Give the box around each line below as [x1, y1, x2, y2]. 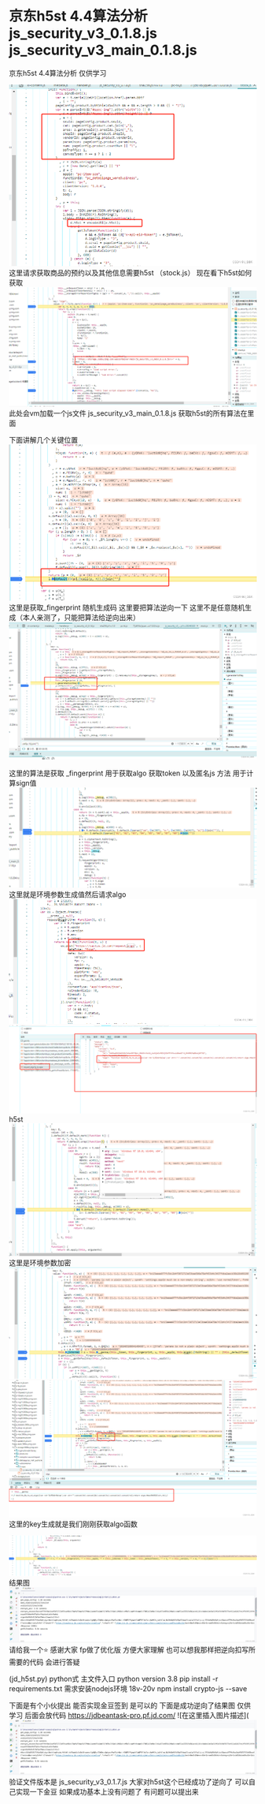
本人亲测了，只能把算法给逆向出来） [22, 613, 140, 622]
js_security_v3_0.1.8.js [9, 24, 158, 43]
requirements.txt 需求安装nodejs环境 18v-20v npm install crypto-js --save [9, 1683, 248, 1693]
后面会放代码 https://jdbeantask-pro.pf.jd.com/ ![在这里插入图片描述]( [24, 1710, 249, 1720]
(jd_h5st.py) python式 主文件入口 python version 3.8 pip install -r [9, 1674, 219, 1683]
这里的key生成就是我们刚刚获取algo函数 [9, 1519, 138, 1529]
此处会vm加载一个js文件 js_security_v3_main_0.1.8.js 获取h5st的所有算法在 [9, 409, 248, 418]
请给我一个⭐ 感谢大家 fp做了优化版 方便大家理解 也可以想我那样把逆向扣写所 [9, 1645, 256, 1654]
